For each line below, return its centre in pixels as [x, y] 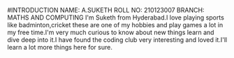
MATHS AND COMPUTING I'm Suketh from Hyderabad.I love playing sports [116, 17]
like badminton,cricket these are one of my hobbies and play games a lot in [115, 25]
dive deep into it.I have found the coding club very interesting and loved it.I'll [117, 40]
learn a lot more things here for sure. [60, 47]
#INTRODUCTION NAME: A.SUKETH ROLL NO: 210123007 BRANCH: [106, 10]
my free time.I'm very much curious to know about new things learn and [111, 32]
